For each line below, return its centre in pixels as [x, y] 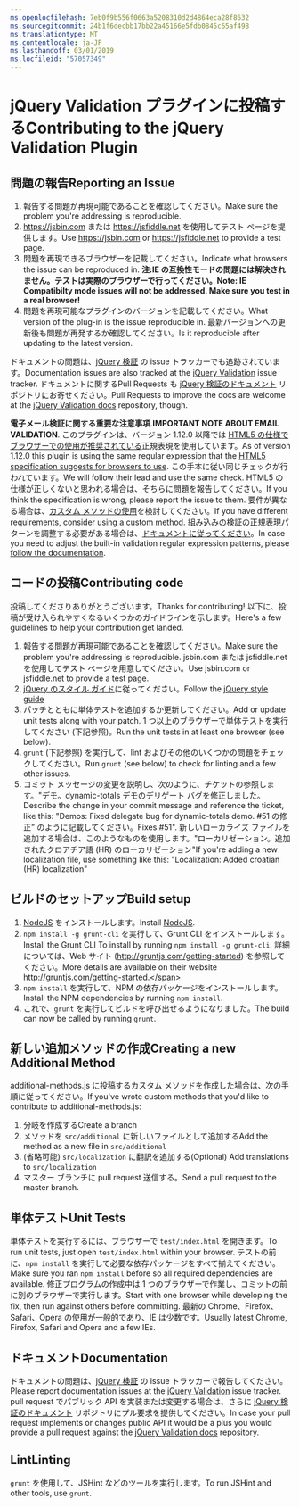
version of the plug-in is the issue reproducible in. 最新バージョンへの [150, 322]
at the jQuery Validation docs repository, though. [99, 405]
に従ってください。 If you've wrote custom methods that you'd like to [143, 1097]
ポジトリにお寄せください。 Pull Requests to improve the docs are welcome [148, 395]
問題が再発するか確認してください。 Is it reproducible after [153, 333]
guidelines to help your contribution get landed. [97, 627]
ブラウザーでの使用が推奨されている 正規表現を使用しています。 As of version [150, 446]
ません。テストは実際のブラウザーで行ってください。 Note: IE [135, 281]
